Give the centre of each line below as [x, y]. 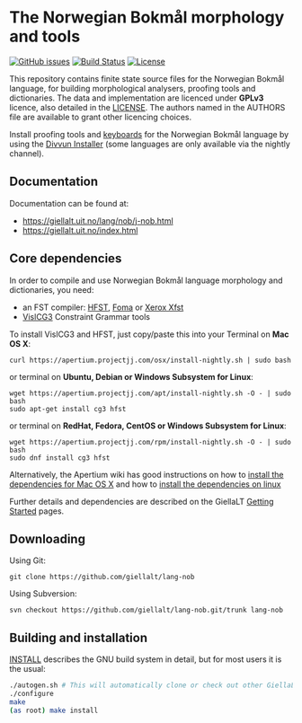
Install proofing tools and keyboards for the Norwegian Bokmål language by [149, 134]
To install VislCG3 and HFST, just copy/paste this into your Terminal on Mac [149, 334]
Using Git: [28, 560]
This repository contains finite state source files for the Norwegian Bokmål [147, 78]
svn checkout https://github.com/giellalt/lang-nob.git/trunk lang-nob [146, 610]
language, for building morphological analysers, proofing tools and [133, 88]
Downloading [47, 538]
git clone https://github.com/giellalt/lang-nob [102, 578]
